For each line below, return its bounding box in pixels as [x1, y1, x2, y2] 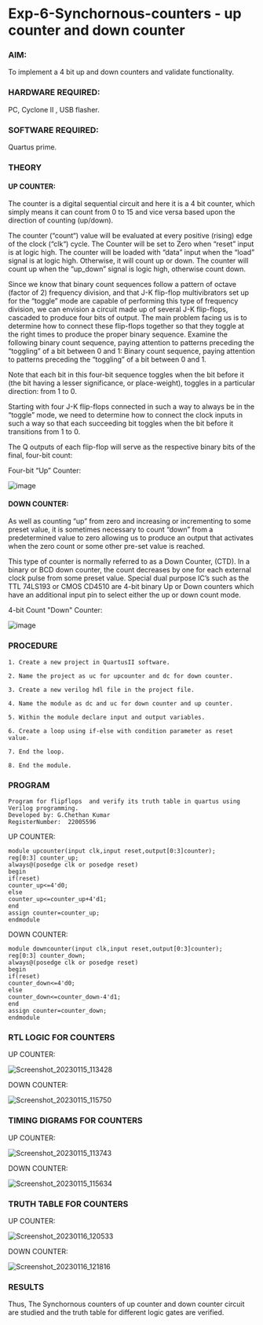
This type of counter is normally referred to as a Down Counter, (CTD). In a [8, 557, 250, 566]
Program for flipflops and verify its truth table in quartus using [8, 797, 241, 805]
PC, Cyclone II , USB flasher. [8, 105, 100, 114]
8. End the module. [8, 761, 72, 769]
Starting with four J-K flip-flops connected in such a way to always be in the [8, 402, 255, 411]
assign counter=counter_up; [8, 909, 100, 917]
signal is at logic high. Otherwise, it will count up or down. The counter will [8, 256, 249, 266]
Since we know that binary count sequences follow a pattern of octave [8, 280, 237, 289]
